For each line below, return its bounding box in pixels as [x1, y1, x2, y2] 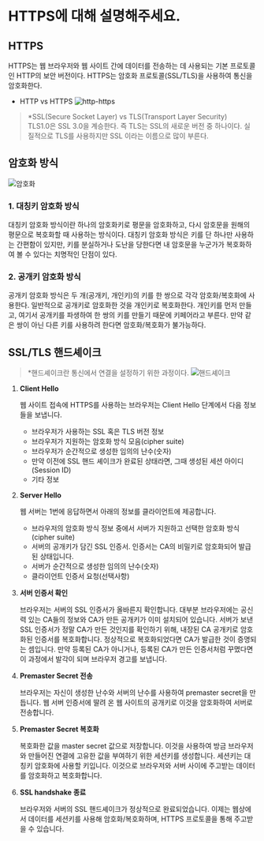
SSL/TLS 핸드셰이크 [8, 345, 102, 359]
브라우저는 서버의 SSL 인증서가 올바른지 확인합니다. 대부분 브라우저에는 [19, 605, 239, 614]
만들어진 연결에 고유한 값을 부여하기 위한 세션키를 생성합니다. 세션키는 [28, 751, 243, 760]
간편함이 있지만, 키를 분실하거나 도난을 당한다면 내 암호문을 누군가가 [16, 240, 225, 250]
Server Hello [19, 490, 61, 500]
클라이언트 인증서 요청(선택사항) [31, 572, 130, 581]
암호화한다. [8, 81, 43, 90]
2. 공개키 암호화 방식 [8, 272, 81, 283]
